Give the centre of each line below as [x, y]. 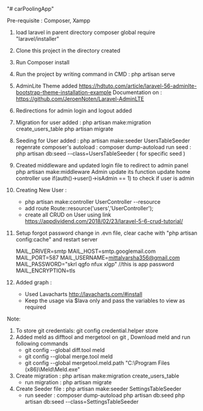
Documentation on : [137, 92]
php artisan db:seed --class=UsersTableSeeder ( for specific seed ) [101, 154]
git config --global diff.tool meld [65, 350]
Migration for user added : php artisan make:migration [83, 122]
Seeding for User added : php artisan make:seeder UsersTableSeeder [103, 140]
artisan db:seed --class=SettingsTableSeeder [82, 402]
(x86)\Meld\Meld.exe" [53, 369]
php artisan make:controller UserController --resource [92, 202]
